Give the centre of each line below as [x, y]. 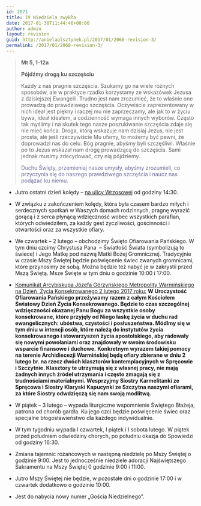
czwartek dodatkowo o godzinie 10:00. [63, 484]
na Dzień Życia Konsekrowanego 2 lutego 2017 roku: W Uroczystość [101, 291]
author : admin [24, 29]
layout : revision [28, 34]
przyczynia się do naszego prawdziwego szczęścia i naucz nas [99, 174]
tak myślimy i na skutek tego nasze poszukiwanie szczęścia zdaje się [106, 124]
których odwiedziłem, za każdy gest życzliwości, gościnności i [92, 223]
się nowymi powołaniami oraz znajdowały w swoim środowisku [95, 342]
